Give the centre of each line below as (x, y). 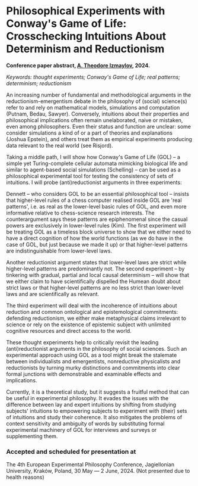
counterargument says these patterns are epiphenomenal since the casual (97, 219)
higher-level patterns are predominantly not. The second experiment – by (95, 269)
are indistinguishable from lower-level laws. (59, 251)
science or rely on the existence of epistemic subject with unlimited (88, 324)
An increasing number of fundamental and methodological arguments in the (99, 95)
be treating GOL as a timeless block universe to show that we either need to (99, 232)
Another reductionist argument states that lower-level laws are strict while (96, 262)
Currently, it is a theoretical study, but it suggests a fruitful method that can (98, 392)
